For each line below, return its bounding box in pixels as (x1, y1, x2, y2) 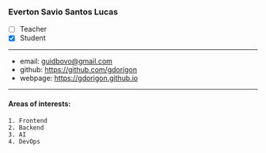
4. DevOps (8, 137, 41, 145)
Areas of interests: (8, 99, 71, 109)
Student (19, 33, 46, 43)
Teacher (19, 25, 47, 34)
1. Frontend (8, 117, 47, 124)
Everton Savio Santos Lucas (8, 6, 119, 17)
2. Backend (8, 124, 44, 132)
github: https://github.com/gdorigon (19, 65, 137, 75)
